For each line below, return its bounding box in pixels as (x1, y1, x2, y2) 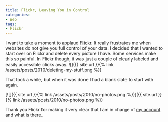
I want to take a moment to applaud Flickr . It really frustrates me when (5, 40, 151, 46)
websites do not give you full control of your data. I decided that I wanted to (5, 45, 163, 51)
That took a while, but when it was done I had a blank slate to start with (5, 77, 153, 83)
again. (5, 82, 19, 88)
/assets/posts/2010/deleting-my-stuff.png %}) (5, 67, 102, 73)
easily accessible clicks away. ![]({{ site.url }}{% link (5, 62, 114, 68)
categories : (5, 12, 30, 17)
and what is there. (5, 112, 43, 118)
